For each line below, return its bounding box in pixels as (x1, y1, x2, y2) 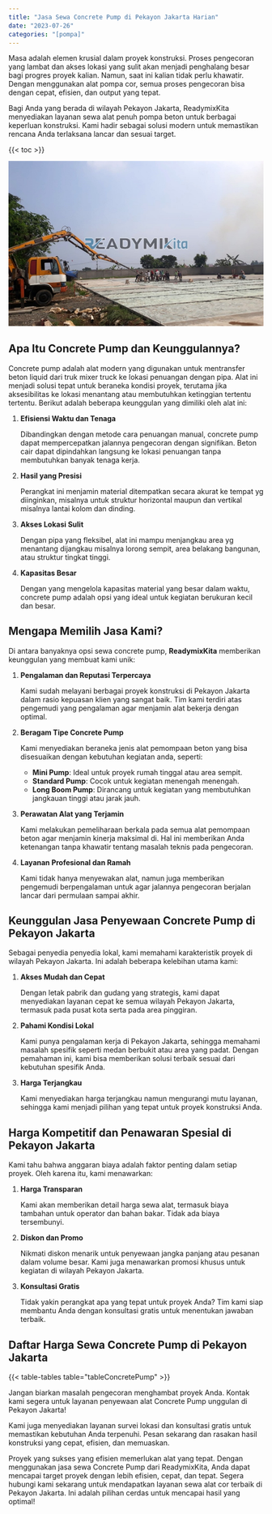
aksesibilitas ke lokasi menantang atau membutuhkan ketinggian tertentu (8, 389, 252, 399)
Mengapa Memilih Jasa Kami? (8, 625, 164, 638)
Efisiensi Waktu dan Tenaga (19, 413, 116, 423)
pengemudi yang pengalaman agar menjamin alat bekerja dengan (19, 703, 240, 713)
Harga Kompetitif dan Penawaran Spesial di (8, 1126, 232, 1140)
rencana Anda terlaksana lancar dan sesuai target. (8, 130, 176, 139)
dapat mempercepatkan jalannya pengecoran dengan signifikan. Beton (19, 437, 257, 447)
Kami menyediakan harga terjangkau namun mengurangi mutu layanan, (19, 1094, 258, 1103)
